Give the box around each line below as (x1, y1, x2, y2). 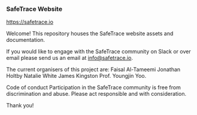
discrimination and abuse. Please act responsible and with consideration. (6, 90, 187, 98)
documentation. (6, 37, 46, 44)
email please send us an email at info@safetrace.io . (6, 55, 134, 62)
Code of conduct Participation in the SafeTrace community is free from (6, 84, 181, 91)
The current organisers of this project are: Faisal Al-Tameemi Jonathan (6, 66, 181, 73)
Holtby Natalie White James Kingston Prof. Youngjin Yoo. (6, 72, 147, 80)
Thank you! (6, 102, 34, 109)
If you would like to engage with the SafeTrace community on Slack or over (6, 48, 191, 55)
